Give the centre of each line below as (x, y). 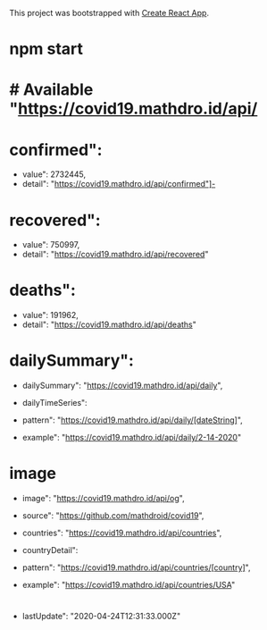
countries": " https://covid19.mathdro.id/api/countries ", (122, 533)
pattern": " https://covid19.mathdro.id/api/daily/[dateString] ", (132, 420)
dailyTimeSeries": (54, 403)
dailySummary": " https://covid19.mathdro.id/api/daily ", (122, 386)
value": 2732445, (54, 174)
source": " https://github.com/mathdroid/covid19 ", (113, 516)
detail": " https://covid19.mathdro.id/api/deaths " (109, 324)
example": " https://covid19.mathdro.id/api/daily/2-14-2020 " (132, 438)
